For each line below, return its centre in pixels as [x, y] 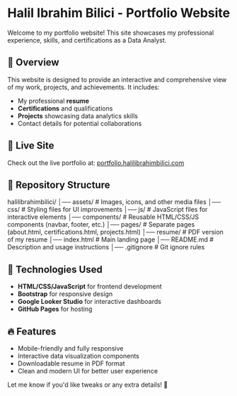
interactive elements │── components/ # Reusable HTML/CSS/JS [103, 217]
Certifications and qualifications [65, 108]
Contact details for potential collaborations [80, 123]
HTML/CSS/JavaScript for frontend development [90, 287]
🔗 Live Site [31, 146]
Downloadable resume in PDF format [71, 363]
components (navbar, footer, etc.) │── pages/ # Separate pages [101, 225]
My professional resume [53, 101]
